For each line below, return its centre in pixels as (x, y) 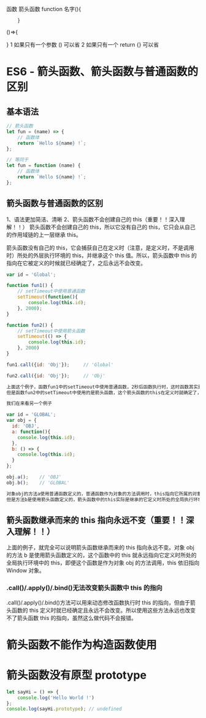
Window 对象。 (25, 571)
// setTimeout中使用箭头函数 (51, 331)
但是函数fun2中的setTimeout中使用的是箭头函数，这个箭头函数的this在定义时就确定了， (104, 392)
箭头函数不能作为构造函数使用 (82, 645)
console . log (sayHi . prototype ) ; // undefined (64, 709)
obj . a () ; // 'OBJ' (34, 477)
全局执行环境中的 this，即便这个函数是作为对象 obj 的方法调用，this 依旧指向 (103, 563)
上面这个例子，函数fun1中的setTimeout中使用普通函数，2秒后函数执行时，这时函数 (97, 387)
